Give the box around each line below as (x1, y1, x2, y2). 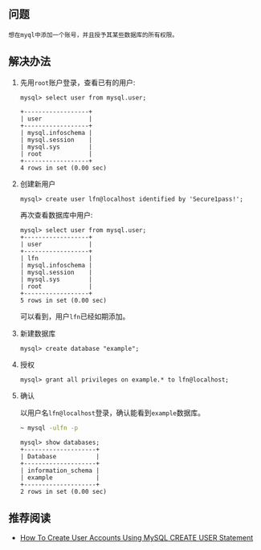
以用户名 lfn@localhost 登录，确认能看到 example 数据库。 (19, 408, 205, 418)
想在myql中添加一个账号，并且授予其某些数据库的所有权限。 (8, 31, 178, 39)
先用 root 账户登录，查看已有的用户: (19, 77, 136, 87)
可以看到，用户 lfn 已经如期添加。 (19, 312, 130, 321)
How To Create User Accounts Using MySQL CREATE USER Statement (19, 533, 254, 543)
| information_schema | (19, 466, 100, 475)
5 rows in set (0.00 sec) (19, 296, 107, 304)
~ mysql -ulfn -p (19, 424, 79, 432)
